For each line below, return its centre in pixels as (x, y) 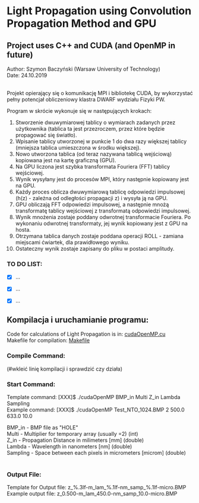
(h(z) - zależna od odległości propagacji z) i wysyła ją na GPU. (91, 198)
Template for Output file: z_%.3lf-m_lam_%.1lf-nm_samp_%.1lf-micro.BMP (97, 488)
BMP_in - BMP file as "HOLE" (43, 427)
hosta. (23, 230)
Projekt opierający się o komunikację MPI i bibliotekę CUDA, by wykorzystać (100, 93)
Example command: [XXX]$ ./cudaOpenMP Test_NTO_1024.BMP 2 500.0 (96, 409)
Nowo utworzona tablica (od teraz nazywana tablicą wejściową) (94, 154)
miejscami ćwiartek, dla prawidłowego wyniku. (72, 242)
